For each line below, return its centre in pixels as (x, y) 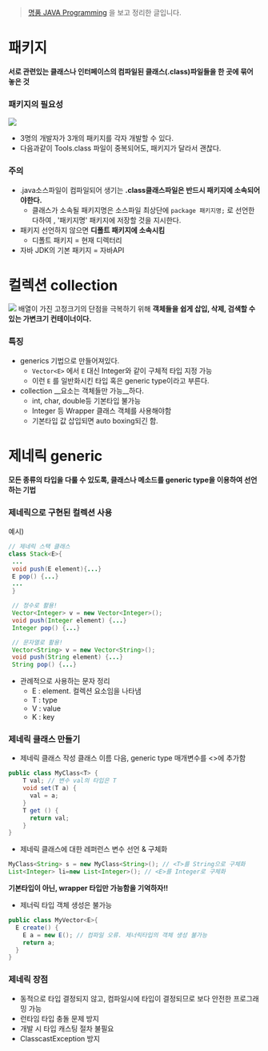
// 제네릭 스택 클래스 (39, 547)
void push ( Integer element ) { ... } (69, 620)
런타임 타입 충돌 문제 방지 (60, 1018)
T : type (44, 700)
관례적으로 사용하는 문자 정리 (65, 681)
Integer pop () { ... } (46, 628)
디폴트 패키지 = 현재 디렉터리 (77, 240)
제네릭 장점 (28, 980)
